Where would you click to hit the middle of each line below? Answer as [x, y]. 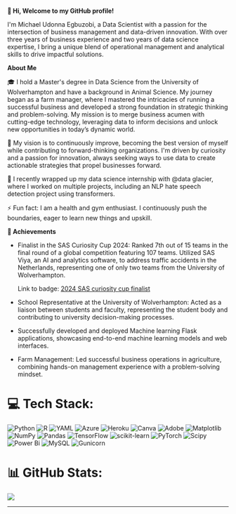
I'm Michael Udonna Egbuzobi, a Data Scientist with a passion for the [107, 24]
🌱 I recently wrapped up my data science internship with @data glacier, [111, 179]
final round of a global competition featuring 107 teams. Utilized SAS [116, 252]
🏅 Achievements [32, 231]
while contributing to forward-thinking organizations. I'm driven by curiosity [117, 150]
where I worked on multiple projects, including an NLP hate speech [104, 186]
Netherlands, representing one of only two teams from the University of [121, 268]
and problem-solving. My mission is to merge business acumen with [106, 114]
